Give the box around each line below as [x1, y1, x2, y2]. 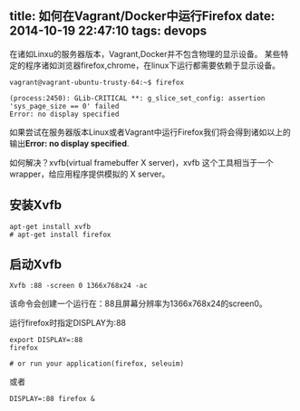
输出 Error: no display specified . [9, 138, 130, 148]
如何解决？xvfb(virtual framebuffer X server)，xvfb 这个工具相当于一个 [9, 157, 274, 167]
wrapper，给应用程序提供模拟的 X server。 [9, 168, 170, 179]
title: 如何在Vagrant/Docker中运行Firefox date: [9, 8, 276, 24]
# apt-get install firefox [9, 230, 111, 239]
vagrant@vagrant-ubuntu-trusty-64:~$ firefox [9, 78, 184, 87]
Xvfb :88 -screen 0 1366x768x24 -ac [9, 282, 148, 291]
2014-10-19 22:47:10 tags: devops [9, 24, 208, 39]
